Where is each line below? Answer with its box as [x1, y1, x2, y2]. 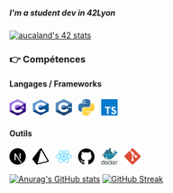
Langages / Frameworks [9, 78, 102, 89]
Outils [9, 127, 33, 139]
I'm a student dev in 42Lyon [9, 7, 115, 18]
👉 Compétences [9, 52, 86, 65]
